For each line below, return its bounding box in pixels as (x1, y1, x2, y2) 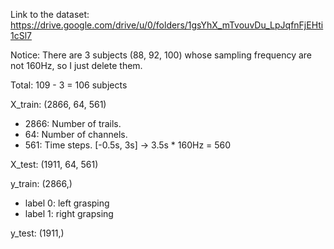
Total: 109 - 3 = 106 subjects (10, 79, 128, 91)
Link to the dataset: (10, 9, 90, 20)
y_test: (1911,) (10, 227, 65, 239)
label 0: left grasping (24, 197, 110, 209)
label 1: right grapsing (24, 208, 114, 219)
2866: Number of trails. (24, 118, 122, 129)
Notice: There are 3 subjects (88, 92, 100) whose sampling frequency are (10, 49, 313, 61)
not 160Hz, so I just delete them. (10, 60, 143, 71)
